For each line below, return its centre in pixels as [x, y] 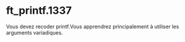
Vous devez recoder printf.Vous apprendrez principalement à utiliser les [93, 26]
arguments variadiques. [35, 32]
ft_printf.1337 [39, 11]
